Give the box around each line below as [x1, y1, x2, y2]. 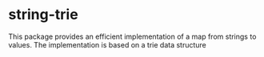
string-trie [8, 6, 78, 24]
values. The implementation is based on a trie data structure [8, 40, 206, 49]
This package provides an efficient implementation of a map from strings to [8, 32, 257, 41]
